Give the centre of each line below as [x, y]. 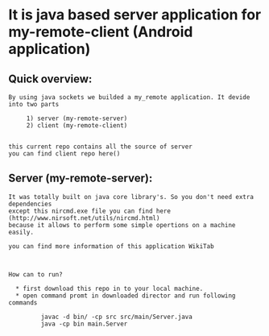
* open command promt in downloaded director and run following [126, 296]
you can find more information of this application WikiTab [112, 246]
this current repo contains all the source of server [101, 147]
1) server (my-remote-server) [77, 118]
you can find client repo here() [64, 154]
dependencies [30, 204]
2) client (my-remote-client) [77, 126]
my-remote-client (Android [101, 32]
